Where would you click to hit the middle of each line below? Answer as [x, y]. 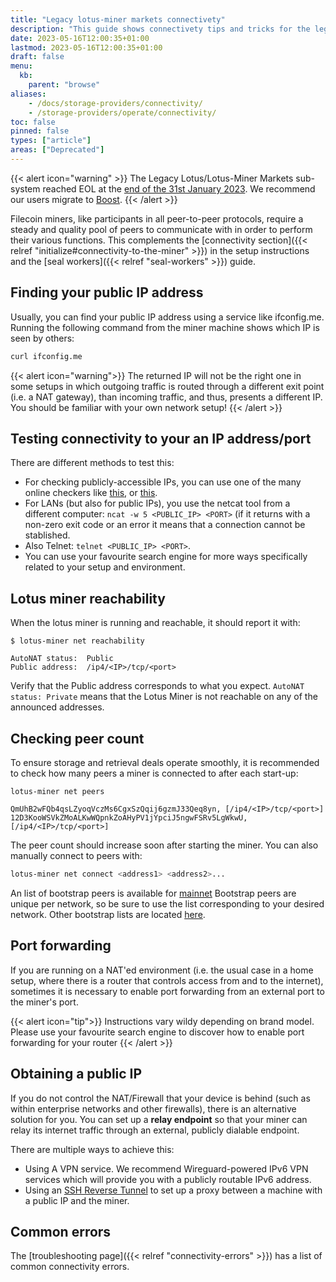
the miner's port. [44, 1002]
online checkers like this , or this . [91, 493]
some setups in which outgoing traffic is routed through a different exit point [167, 386]
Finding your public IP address [107, 292]
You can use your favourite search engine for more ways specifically [166, 557]
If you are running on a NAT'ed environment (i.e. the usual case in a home [162, 970]
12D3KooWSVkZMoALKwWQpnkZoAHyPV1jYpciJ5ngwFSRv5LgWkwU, [129, 818]
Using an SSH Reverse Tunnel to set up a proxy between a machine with [173, 1190]
